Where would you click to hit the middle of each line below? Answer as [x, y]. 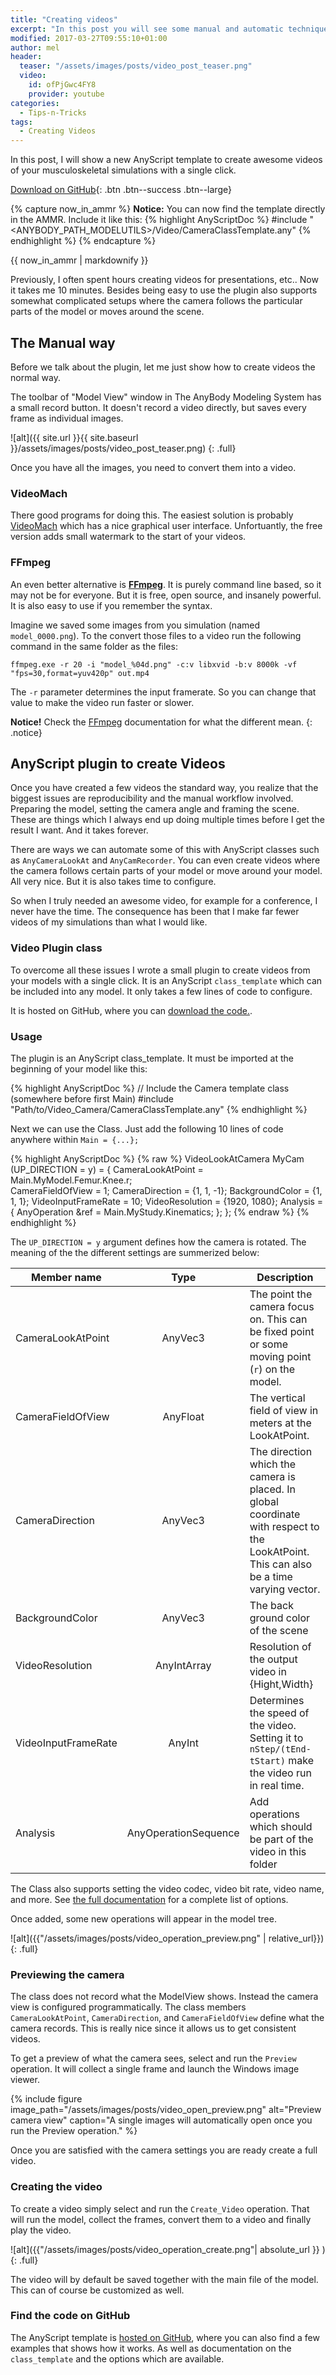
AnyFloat [183, 1416]
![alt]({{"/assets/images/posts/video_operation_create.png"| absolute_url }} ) [168, 2249]
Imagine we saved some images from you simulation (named [135, 625]
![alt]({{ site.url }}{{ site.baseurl [74, 437]
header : [26, 57]
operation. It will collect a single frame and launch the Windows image [155, 2069]
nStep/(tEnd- [280, 1749]
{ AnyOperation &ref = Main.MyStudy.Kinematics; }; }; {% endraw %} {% [160, 1212]
